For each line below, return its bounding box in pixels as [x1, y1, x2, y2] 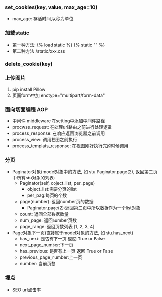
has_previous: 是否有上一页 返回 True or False [19, 248, 113, 254]
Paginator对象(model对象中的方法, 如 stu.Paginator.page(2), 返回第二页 [12, 169, 158, 175]
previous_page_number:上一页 [19, 254, 83, 260]
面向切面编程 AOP [5, 106, 48, 113]
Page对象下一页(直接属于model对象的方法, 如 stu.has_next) [12, 230, 134, 236]
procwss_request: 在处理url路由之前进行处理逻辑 [12, 124, 112, 130]
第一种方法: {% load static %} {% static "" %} [12, 42, 105, 48]
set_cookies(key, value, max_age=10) [5, 4, 98, 11]
